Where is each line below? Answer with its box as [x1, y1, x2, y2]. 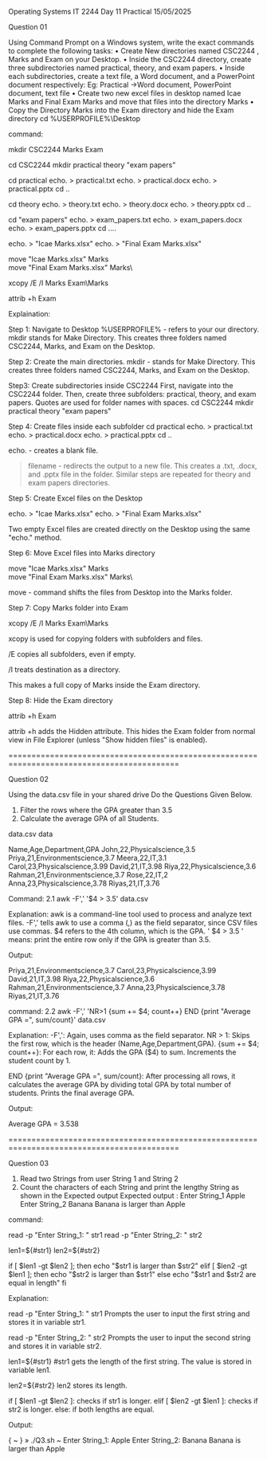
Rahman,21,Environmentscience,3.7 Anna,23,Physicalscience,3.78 [8, 983, 226, 992]
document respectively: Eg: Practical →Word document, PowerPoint [8, 80, 232, 89]
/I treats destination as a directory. [8, 665, 121, 674]
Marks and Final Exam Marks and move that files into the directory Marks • [8, 97, 254, 106]
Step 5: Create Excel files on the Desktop [8, 493, 143, 503]
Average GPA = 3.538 [8, 1119, 80, 1129]
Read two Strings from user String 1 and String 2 [19, 1174, 179, 1183]
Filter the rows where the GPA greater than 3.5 [19, 805, 173, 815]
